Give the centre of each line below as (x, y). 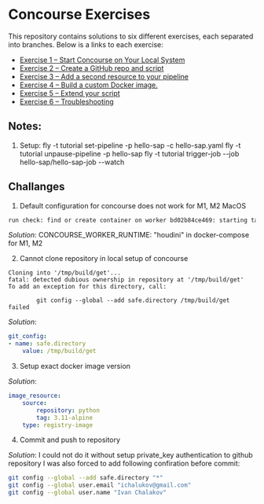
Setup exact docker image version (75, 366)
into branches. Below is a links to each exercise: (86, 44)
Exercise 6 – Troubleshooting (66, 101)
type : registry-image (57, 425)
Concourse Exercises (79, 15)
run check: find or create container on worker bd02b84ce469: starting (128, 220)
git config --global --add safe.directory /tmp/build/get (133, 300)
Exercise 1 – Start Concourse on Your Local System (102, 60)
